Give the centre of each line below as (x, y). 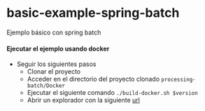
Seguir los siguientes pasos (56, 64)
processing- (179, 80)
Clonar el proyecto (54, 72)
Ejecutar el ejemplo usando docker (58, 48)
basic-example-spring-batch (93, 13)
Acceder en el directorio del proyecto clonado (93, 79)
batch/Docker (46, 86)
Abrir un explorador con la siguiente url (84, 100)
